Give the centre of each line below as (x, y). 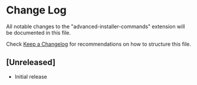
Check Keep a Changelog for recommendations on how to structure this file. (99, 44)
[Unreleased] (31, 62)
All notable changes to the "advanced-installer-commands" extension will (96, 26)
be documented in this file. (39, 32)
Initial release (31, 76)
